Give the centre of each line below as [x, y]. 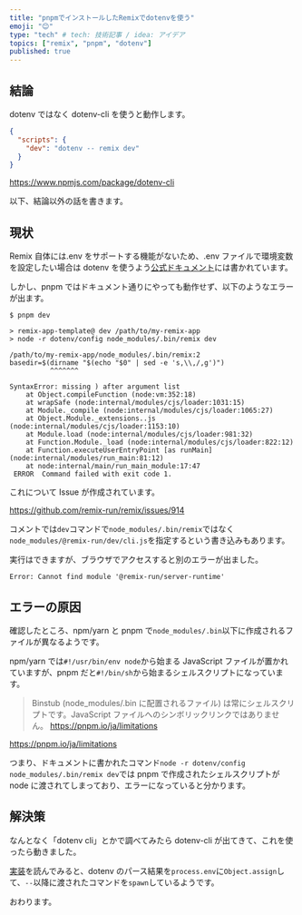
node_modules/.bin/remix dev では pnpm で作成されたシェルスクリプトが [145, 773]
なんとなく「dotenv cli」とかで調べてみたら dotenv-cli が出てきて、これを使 [151, 840]
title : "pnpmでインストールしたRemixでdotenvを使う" [102, 18]
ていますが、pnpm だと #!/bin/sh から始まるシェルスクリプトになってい [143, 672]
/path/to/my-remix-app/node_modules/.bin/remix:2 [105, 355]
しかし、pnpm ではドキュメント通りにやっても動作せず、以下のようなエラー [152, 287]
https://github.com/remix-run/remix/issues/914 [97, 510]
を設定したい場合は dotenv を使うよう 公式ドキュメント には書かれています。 [151, 268]
